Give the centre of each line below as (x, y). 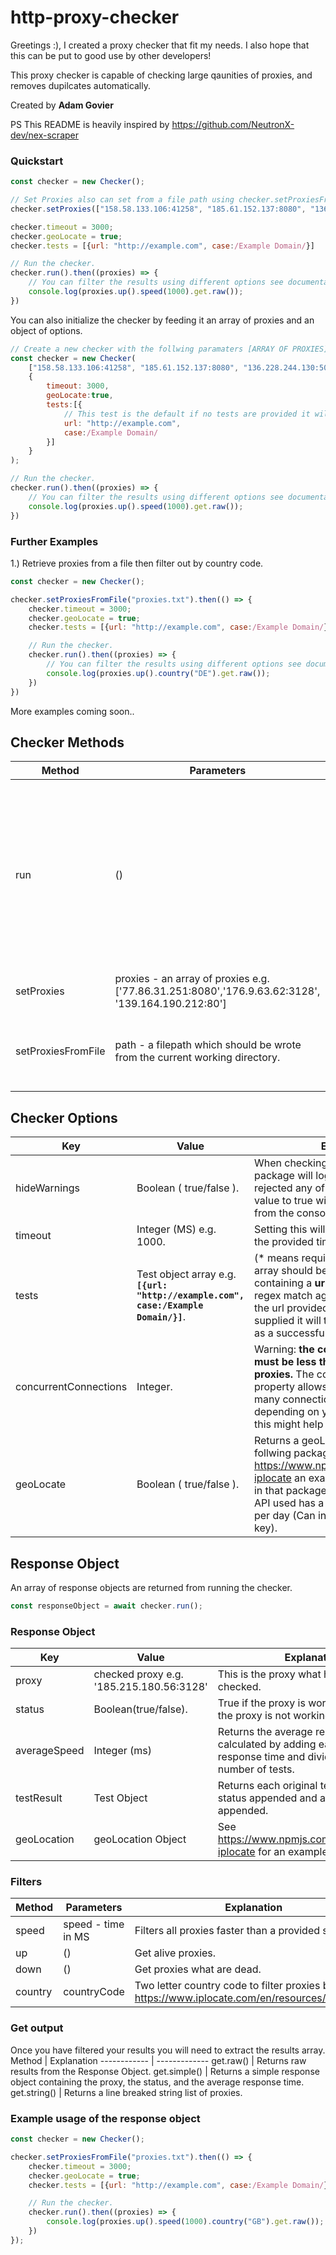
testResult (39, 1798)
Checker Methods (67, 742)
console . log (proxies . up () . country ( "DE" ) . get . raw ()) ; (158, 673)
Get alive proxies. (175, 1953)
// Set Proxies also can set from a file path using (122, 200)
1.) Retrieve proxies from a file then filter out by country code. (137, 563)
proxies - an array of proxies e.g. (192, 979)
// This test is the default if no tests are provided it (187, 414)
